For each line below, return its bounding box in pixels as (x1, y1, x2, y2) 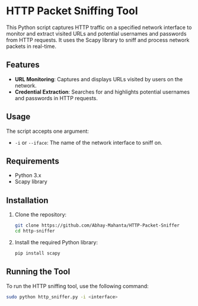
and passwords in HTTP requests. (14, 94, 98, 101)
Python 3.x (14, 172, 41, 179)
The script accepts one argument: (6, 128, 89, 135)
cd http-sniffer (14, 228, 55, 234)
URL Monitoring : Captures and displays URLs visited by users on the (14, 75, 183, 82)
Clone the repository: (14, 211, 67, 218)
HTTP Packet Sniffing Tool (6, 4, 138, 18)
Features (6, 60, 40, 70)
